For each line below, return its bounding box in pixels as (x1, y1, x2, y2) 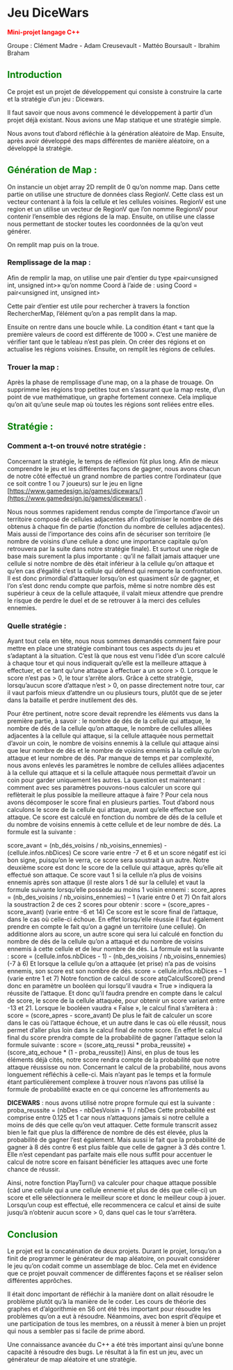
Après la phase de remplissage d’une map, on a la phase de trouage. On (7, 378, 214, 387)
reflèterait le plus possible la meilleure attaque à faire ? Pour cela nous (7, 791, 209, 799)
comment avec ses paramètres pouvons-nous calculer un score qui (7, 783, 202, 792)
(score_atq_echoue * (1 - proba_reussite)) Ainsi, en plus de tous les (7, 1049, 200, 1057)
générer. (7, 227, 31, 235)
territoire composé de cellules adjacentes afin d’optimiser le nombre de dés (7, 515, 224, 523)
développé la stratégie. (7, 144, 73, 152)
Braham (7, 49, 30, 57)
